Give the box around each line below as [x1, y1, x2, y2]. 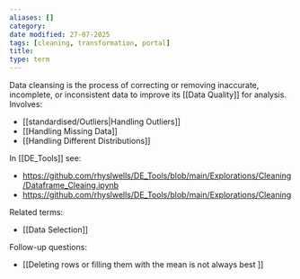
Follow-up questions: [9, 242, 88, 252]
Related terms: [9, 207, 64, 217]
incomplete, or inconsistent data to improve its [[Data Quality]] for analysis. [9, 89, 287, 100]
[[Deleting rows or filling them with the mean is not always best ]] [22, 259, 264, 270]
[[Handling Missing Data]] [22, 126, 119, 136]
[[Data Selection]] [22, 224, 88, 235]
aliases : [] [9, 13, 54, 22]
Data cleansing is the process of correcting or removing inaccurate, [9, 80, 260, 90]
